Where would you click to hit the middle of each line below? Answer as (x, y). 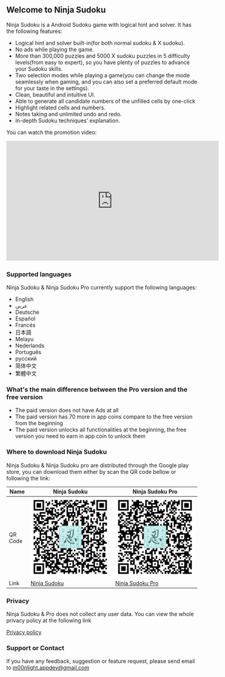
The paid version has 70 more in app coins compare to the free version (104, 417)
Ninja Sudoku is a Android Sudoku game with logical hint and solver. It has (99, 24)
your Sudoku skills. (39, 69)
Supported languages (39, 274)
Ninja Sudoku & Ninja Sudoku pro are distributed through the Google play (98, 465)
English (24, 299)
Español (25, 319)
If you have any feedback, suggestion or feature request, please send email (101, 661)
